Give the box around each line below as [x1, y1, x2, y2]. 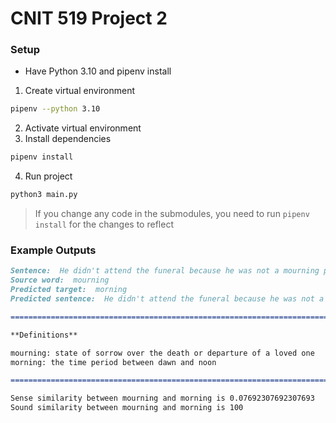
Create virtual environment [24, 85, 136, 97]
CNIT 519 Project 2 [10, 7, 168, 30]
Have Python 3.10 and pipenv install [24, 65, 172, 77]
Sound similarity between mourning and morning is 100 [10, 403, 244, 413]
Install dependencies [24, 133, 112, 145]
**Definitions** [10, 330, 78, 340]
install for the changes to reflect [34, 218, 174, 231]
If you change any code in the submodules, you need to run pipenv [34, 208, 310, 220]
